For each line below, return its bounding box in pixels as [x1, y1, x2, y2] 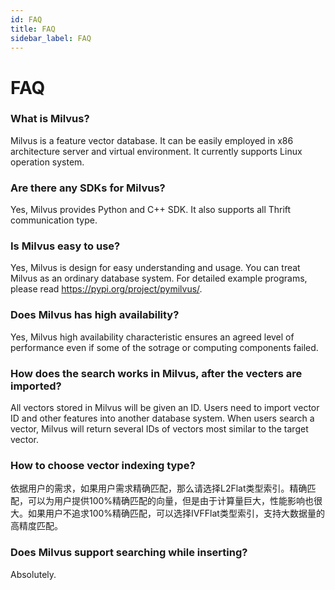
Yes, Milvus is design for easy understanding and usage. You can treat [10, 262, 301, 274]
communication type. [10, 214, 98, 226]
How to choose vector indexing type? [10, 458, 196, 472]
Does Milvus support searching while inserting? [10, 546, 248, 560]
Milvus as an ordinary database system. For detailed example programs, [10, 272, 308, 285]
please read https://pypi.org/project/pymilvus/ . [10, 283, 203, 295]
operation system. [10, 156, 85, 168]
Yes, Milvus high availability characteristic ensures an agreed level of [10, 331, 295, 343]
